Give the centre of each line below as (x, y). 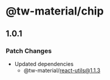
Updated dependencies (44, 64)
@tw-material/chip (55, 11)
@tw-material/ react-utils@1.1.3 (62, 70)
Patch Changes (29, 51)
